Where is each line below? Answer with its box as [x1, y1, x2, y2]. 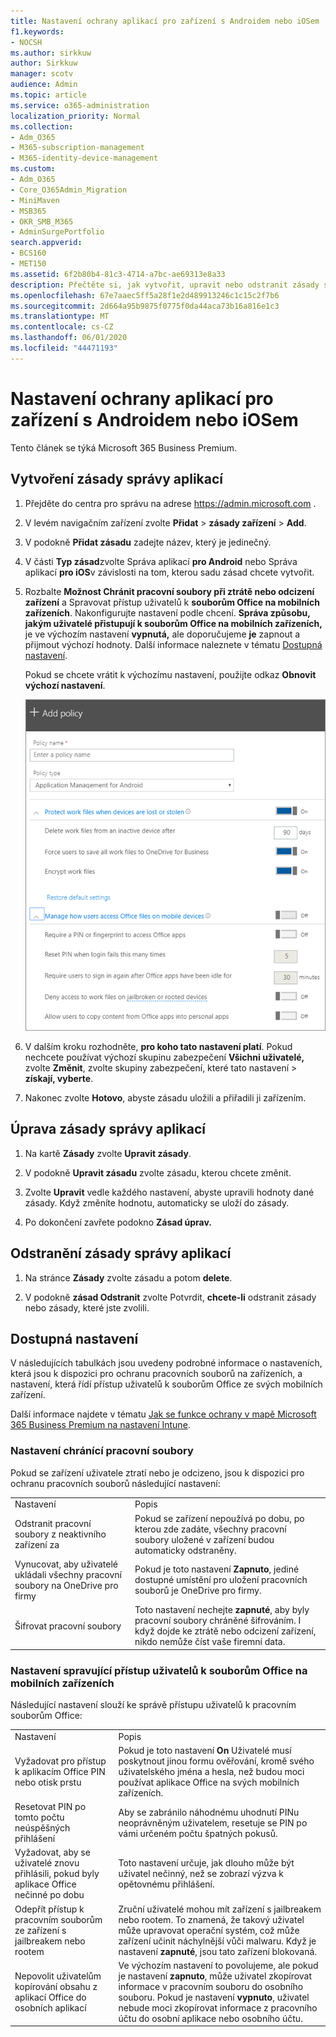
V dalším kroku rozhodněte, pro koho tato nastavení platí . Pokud [24, 1040, 293, 1052]
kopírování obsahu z [14, 1980, 98, 1992]
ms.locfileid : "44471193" [10, 343, 118, 353]
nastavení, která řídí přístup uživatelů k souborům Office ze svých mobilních [10, 1378, 323, 1390]
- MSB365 [10, 206, 47, 216]
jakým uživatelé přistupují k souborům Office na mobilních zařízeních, [24, 617, 323, 629]
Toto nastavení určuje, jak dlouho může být [118, 1857, 295, 1869]
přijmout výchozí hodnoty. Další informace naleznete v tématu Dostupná [24, 638, 323, 650]
